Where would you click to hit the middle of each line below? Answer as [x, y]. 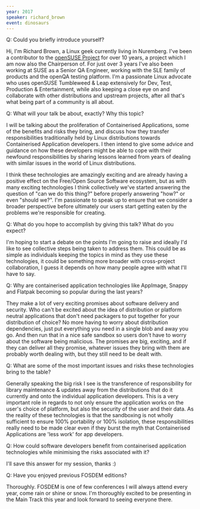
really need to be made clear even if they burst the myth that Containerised [98, 428]
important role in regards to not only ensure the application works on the [95, 403]
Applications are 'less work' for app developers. [65, 434]
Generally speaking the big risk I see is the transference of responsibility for [99, 384]
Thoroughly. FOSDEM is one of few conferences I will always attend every [97, 487]
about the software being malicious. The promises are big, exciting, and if [96, 341]
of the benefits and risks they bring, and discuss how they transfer [88, 131]
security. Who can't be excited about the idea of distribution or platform [94, 310]
